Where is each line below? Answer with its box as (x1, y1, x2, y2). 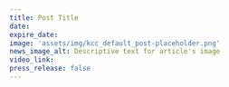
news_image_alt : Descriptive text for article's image (9, 47, 221, 56)
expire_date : (9, 30, 59, 39)
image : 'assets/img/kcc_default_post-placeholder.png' (9, 38, 221, 48)
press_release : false (9, 64, 91, 73)
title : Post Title (9, 13, 79, 23)
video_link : (9, 55, 54, 64)
